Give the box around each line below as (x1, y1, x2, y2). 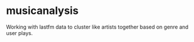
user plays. (6, 29, 33, 36)
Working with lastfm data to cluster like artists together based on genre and (6, 23, 189, 30)
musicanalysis (6, 4, 79, 17)
